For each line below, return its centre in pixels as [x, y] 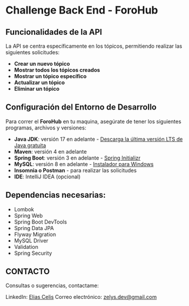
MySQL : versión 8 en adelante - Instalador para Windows [84, 164]
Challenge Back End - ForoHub [82, 10]
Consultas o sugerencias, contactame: [52, 285]
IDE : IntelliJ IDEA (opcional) [47, 177]
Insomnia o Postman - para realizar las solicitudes [75, 170]
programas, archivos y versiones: [46, 128]
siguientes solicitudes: [33, 52]
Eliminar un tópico [37, 89]
